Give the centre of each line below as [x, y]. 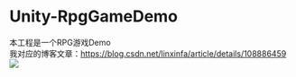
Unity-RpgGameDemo [94, 17]
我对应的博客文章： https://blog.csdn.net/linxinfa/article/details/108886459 [148, 53]
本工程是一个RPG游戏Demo [60, 42]
